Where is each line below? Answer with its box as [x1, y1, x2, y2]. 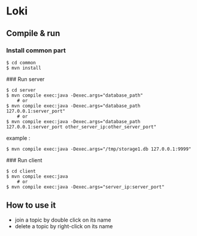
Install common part [6, 46, 66, 55]
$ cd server [6, 87, 36, 93]
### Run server [6, 75, 45, 82]
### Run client [6, 156, 43, 163]
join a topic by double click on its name [14, 216, 111, 223]
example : [6, 134, 31, 142]
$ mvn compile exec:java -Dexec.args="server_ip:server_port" [6, 184, 165, 190]
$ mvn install [6, 65, 42, 71]
